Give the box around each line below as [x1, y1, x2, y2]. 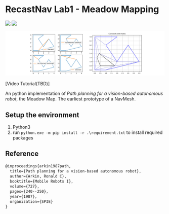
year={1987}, [10, 194, 37, 199]
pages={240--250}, [10, 189, 49, 194]
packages [12, 135, 34, 141]
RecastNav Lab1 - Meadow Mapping [5, 4, 159, 15]
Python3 [12, 124, 30, 130]
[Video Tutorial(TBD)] [5, 81, 50, 87]
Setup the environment [5, 111, 79, 119]
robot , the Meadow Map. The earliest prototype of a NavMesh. [5, 96, 136, 102]
